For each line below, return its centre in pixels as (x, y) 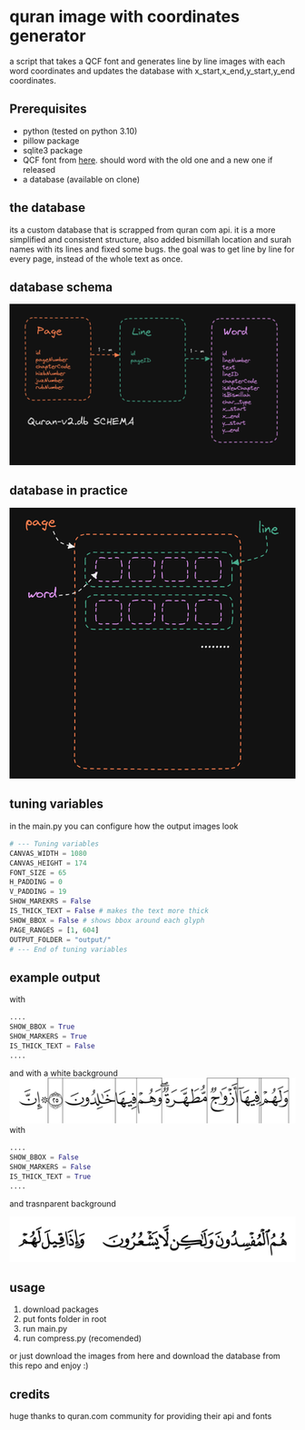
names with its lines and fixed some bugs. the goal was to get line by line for (152, 249)
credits (30, 1394)
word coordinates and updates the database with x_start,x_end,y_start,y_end (152, 71)
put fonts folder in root (64, 1319)
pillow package (51, 140)
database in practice (69, 491)
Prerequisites (48, 109)
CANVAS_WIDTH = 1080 (49, 853)
